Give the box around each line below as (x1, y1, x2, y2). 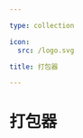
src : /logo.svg (17, 46, 75, 55)
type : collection (9, 21, 75, 30)
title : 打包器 (9, 62, 59, 71)
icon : (9, 37, 30, 46)
